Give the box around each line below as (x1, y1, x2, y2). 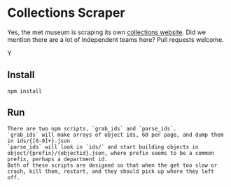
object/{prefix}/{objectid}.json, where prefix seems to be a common (7, 149, 215, 156)
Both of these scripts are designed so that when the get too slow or (7, 162, 218, 169)
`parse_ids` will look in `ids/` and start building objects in (7, 143, 199, 151)
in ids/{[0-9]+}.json (7, 137, 71, 144)
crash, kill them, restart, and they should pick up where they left (7, 167, 215, 175)
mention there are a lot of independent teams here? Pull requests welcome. (7, 35, 224, 43)
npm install (7, 87, 42, 95)
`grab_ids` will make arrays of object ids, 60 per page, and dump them (7, 131, 224, 138)
